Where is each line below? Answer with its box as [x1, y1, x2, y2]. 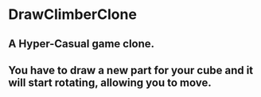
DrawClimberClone [8, 6, 138, 24]
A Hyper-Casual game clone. [8, 37, 155, 50]
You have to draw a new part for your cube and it [8, 63, 254, 76]
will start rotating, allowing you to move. [8, 76, 212, 89]
